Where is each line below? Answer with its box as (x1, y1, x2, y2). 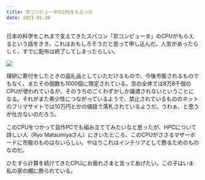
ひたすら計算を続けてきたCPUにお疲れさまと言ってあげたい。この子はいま (6, 159, 195, 167)
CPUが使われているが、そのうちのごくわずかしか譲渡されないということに (6, 87, 195, 95)
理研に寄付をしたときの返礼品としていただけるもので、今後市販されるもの (6, 72, 194, 80)
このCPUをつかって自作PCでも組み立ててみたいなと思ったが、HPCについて (6, 123, 197, 130)
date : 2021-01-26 (6, 15, 51, 21)
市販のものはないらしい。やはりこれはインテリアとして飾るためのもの (22, 138, 199, 146)
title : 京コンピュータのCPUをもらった (6, 9, 94, 15)
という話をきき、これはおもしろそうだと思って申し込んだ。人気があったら (11, 40, 199, 47)
